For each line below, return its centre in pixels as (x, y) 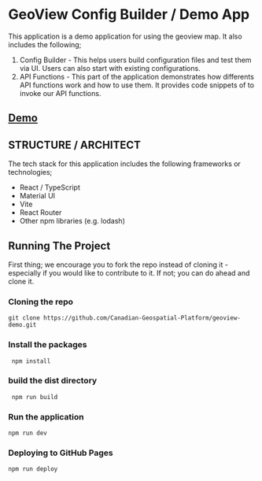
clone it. (21, 281)
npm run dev (28, 433)
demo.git (22, 325)
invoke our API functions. (60, 93)
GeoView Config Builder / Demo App (129, 15)
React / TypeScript (50, 187)
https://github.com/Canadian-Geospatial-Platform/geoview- (142, 318)
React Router (41, 213)
